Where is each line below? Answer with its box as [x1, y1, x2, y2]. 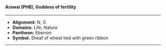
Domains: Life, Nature [12, 25, 58, 30]
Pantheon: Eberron [12, 30, 52, 36]
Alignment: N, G [12, 20, 46, 25]
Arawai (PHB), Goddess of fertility [5, 4, 77, 10]
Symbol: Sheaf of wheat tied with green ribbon [12, 35, 109, 41]
